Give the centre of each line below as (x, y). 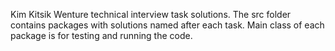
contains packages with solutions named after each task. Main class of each (167, 25)
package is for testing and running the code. (101, 35)
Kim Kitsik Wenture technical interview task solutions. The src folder (151, 14)
